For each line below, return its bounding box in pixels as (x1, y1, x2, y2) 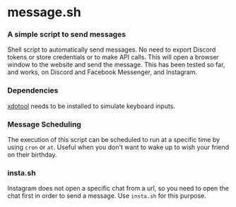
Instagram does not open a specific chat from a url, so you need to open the (7, 184, 230, 193)
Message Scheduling (7, 119, 81, 129)
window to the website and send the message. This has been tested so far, (7, 61, 225, 69)
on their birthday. (7, 150, 58, 159)
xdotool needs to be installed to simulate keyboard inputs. (7, 102, 175, 110)
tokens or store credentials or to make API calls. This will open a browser (7, 53, 219, 61)
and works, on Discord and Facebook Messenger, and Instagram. (7, 68, 198, 76)
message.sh (7, 4, 81, 20)
